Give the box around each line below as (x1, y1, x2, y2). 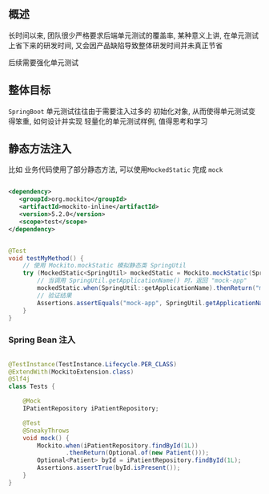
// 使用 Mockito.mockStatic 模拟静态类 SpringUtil (22, 262, 187, 270)
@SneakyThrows (22, 427, 70, 435)
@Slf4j (8, 375, 30, 383)
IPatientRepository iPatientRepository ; (22, 405, 159, 413)
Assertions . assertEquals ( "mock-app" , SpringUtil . (37, 299, 206, 307)
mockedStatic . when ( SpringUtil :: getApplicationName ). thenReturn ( (37, 284, 256, 292)
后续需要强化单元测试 (8, 57, 78, 67)
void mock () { (22, 434, 70, 442)
